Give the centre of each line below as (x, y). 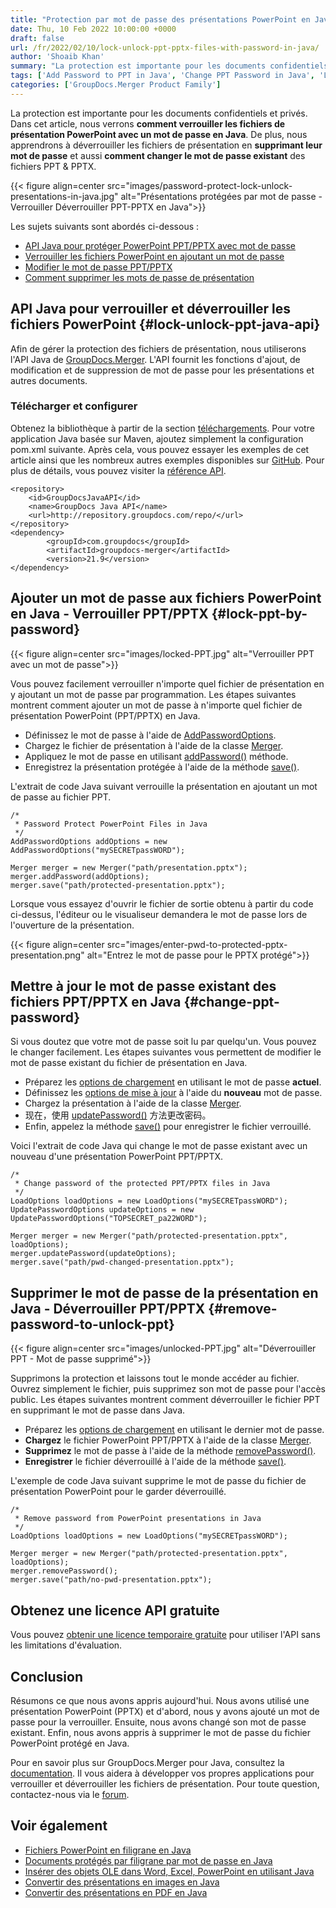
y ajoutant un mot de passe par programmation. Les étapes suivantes (153, 694)
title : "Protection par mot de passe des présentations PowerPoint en (160, 19)
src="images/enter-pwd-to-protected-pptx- (197, 944)
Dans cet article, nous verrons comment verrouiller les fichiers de (148, 123)
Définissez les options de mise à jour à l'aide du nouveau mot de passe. (173, 1093)
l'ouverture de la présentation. (72, 925)
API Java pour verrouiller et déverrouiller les (151, 309)
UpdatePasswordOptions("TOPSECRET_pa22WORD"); (109, 1219)
